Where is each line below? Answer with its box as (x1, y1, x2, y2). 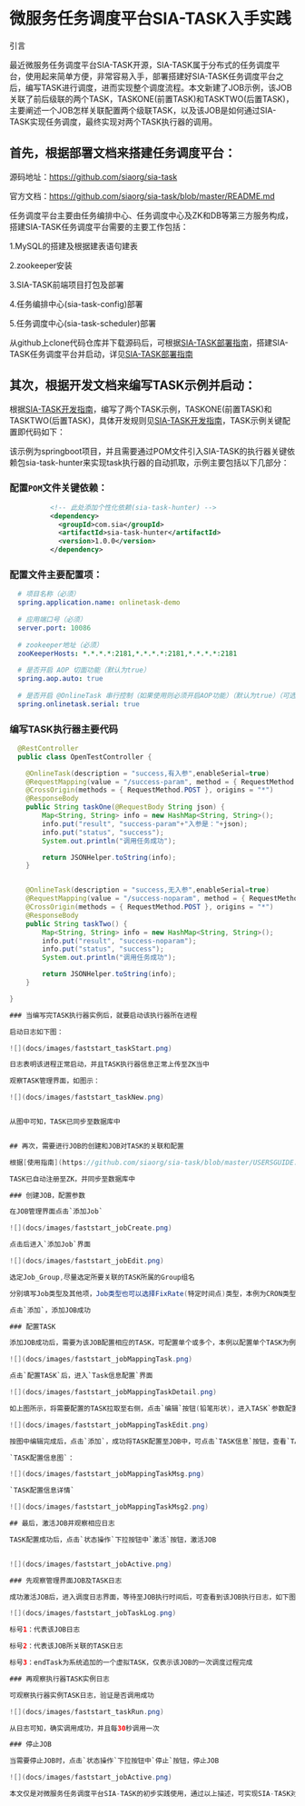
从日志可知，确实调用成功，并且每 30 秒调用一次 (9, 1723, 161, 1732)
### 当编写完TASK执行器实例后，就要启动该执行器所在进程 (9, 1011, 198, 1020)
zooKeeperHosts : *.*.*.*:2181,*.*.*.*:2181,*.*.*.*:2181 (17, 649, 238, 658)
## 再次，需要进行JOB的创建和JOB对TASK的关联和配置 (9, 1142, 184, 1151)
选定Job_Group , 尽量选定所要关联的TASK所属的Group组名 (9, 1272, 195, 1282)
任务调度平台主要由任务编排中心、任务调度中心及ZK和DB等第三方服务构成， (9, 210, 293, 221)
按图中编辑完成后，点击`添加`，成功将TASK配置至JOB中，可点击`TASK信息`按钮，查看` (9, 1437, 291, 1446)
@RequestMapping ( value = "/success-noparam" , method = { (25, 894, 246, 903)
